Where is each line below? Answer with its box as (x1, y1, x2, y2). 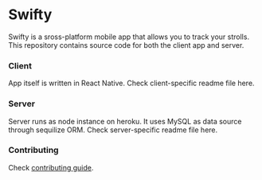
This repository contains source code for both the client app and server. (8, 40, 244, 49)
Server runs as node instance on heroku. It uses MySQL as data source (8, 116, 242, 126)
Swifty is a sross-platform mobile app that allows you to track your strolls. (8, 32, 249, 41)
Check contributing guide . (8, 162, 94, 172)
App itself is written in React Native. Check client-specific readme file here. (8, 78, 255, 88)
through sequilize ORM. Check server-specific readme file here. (8, 125, 218, 135)
